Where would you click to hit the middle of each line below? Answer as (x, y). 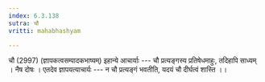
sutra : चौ (24, 23)
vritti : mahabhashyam (45, 31)
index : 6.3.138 (34, 16)
